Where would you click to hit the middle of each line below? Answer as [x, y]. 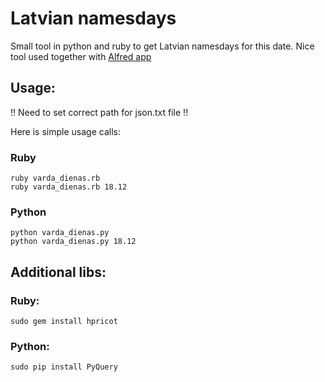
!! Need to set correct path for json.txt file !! [99, 112]
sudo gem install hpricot [64, 322]
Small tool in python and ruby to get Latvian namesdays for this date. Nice [162, 46]
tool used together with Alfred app [81, 56]
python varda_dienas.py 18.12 [73, 242]
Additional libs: [58, 272]
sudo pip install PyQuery [64, 367]
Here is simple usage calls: [65, 131]
